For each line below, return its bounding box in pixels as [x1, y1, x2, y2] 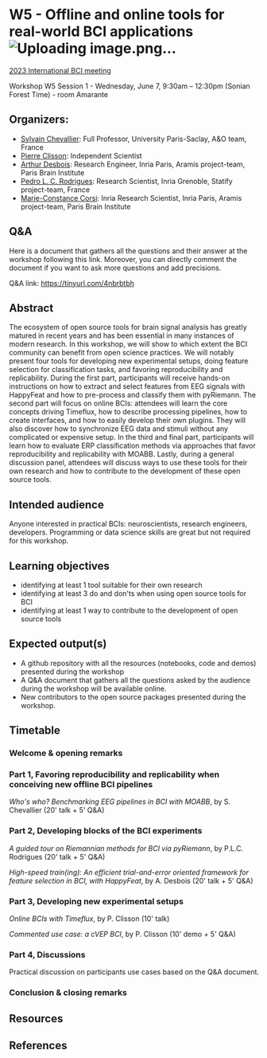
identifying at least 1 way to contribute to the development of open [20, 605, 238, 615]
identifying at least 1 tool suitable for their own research [20, 580, 203, 590]
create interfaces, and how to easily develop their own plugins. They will [9, 416, 246, 425]
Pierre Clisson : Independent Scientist [20, 151, 142, 160]
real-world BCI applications [9, 22, 194, 41]
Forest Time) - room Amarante [9, 89, 109, 99]
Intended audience [9, 498, 104, 511]
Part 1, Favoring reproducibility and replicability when [9, 769, 220, 780]
